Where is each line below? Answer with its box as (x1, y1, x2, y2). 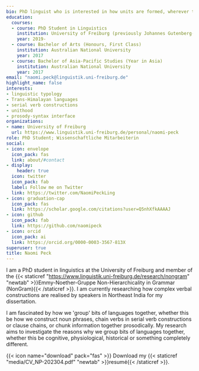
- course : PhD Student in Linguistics (11, 25, 108, 31)
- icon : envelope (6, 146, 49, 152)
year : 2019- (17, 36, 46, 42)
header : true (17, 168, 49, 174)
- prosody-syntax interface (6, 113, 76, 119)
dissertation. (6, 298, 37, 305)
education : (6, 14, 33, 20)
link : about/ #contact (11, 157, 65, 163)
